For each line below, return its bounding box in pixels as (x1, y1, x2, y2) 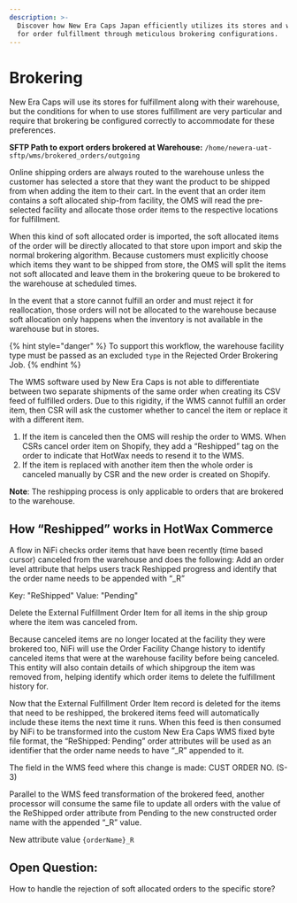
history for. (9, 681, 49, 691)
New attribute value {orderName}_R (9, 834, 134, 845)
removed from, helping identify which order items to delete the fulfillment (9, 672, 276, 683)
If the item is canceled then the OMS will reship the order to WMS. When (21, 431, 286, 443)
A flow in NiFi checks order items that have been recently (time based (9, 545, 263, 556)
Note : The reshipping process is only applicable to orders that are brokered (9, 486, 285, 497)
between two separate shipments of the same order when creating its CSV (9, 386, 281, 397)
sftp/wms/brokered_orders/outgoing (9, 151, 141, 160)
